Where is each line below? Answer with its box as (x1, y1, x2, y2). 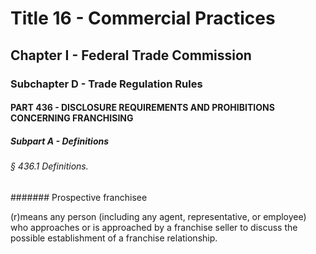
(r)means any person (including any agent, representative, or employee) (10, 210, 307, 222)
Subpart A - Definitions (10, 135, 110, 147)
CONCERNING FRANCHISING (10, 112, 134, 124)
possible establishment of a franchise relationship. (10, 232, 218, 244)
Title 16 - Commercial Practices (10, 7, 276, 30)
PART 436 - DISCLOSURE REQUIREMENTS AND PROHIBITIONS (10, 102, 275, 114)
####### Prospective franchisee (10, 191, 148, 203)
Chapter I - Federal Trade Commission (10, 47, 252, 64)
